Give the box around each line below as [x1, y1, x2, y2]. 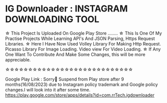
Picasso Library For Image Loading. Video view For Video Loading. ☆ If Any [5, 46, 161, 52]
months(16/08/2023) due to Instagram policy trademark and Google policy [5, 81, 158, 87]
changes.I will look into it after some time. [5, 86, 91, 92]
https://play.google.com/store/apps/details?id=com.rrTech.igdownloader [5, 92, 155, 98]
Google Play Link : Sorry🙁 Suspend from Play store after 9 [5, 76, 124, 82]
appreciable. [5, 56, 31, 62]
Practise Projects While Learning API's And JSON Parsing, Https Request [5, 35, 155, 41]
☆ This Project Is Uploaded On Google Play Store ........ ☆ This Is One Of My [5, 30, 162, 36]
